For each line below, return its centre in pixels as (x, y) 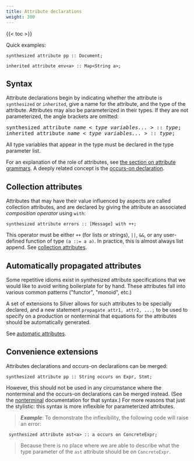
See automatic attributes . (36, 333)
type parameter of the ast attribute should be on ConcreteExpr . (95, 452)
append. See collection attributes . (47, 247)
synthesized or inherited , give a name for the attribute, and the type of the (96, 104)
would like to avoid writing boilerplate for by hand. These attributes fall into (96, 286)
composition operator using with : (46, 214)
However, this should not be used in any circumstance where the (84, 387)
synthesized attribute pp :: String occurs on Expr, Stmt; (79, 377)
